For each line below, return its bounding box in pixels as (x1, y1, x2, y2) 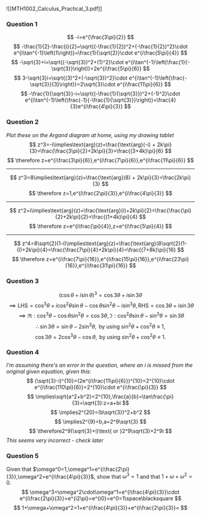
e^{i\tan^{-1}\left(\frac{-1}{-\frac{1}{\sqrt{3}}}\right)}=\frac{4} (25, 96, 176, 104)
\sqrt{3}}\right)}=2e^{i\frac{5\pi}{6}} (51, 65, 142, 72)
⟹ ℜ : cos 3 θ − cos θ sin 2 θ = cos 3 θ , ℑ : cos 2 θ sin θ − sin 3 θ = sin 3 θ (19, 311, 184, 319)
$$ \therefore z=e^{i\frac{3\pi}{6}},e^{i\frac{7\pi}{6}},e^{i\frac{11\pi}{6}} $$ (7, 156, 194, 164)
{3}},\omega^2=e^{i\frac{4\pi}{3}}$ (6, 473, 95, 480)
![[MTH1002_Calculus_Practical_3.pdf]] (6, 5, 102, 12)
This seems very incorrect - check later (6, 437, 103, 444)
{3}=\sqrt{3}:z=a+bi (71, 400, 121, 407)
